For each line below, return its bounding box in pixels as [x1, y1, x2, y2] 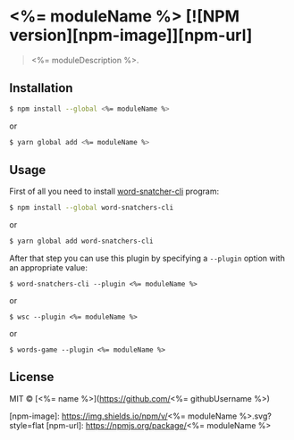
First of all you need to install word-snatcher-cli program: [9, 186, 220, 197]
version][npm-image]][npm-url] [9, 25, 253, 46]
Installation [9, 80, 73, 95]
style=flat [9, 419, 45, 430]
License [9, 369, 55, 385]
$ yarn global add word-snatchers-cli [9, 237, 154, 246]
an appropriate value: [9, 262, 88, 273]
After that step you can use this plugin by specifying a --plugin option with [9, 253, 286, 264]
